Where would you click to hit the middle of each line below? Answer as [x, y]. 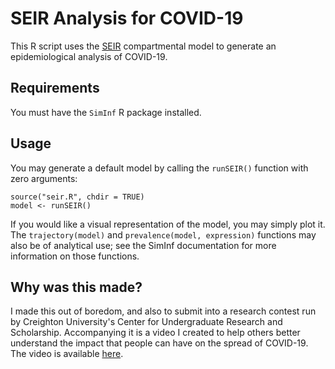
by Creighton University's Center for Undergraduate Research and [146, 322]
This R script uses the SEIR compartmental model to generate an [143, 46]
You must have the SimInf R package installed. [106, 112]
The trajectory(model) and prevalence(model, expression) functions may [163, 234]
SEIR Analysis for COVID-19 [127, 18]
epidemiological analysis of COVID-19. [89, 56]
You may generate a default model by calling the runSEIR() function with [159, 168]
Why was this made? [76, 287]
